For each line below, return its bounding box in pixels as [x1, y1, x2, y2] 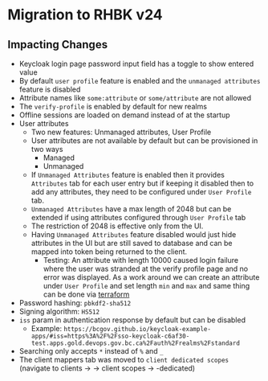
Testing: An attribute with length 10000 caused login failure [43, 256, 238, 264]
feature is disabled [18, 84, 81, 94]
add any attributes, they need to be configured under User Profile [30, 187, 252, 196]
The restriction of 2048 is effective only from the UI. [30, 221, 204, 231]
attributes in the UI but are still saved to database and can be [30, 239, 233, 248]
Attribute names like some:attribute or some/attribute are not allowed [18, 93, 252, 102]
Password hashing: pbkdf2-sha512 [18, 298, 132, 307]
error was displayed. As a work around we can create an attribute [43, 272, 260, 282]
